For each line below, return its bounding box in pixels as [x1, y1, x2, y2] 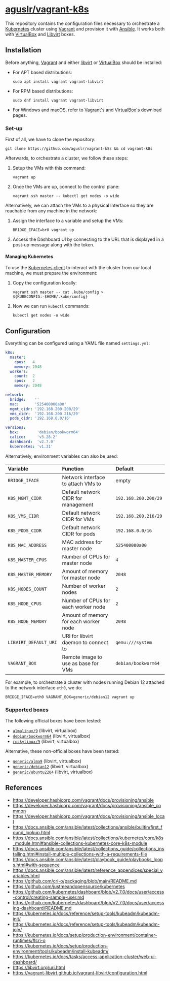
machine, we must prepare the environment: [5, 270, 98, 276]
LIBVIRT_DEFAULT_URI [8, 639, 57, 645]
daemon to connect [62, 639, 109, 646]
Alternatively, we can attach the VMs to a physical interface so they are [5, 202, 154, 209]
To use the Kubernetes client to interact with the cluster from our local [5, 265, 151, 271]
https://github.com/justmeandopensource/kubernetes [12, 883, 125, 890]
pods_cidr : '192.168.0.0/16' [10, 416, 71, 421]
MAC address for [62, 539, 103, 546]
